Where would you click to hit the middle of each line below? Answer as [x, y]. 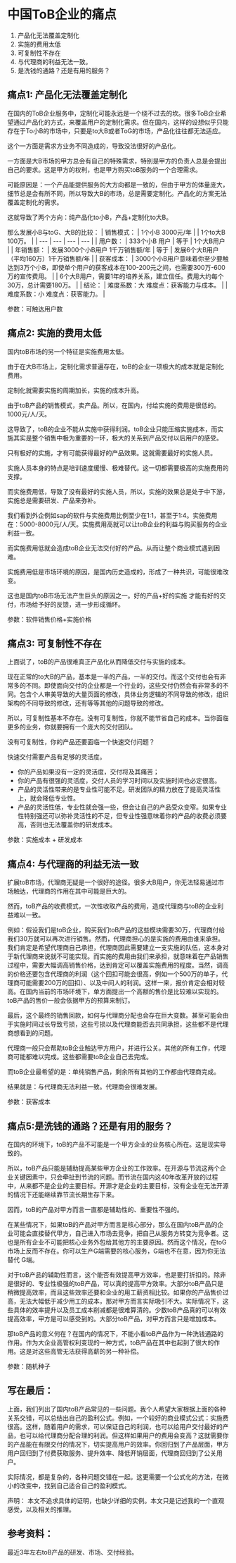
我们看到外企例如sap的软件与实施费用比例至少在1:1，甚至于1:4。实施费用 [112, 515]
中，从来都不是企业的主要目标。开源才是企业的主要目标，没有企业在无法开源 [118, 1186]
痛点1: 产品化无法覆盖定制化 [67, 95]
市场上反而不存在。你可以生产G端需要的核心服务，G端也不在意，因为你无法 [117, 1251]
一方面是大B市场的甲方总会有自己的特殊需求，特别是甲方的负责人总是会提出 [117, 161]
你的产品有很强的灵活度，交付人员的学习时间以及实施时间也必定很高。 [119, 781]
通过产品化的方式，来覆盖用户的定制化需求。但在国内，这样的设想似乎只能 [121, 122]
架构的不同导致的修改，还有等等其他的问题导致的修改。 [87, 703]
